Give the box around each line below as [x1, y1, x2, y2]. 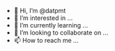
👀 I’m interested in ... [13, 14, 73, 22]
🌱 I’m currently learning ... [13, 21, 89, 29]
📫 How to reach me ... [13, 37, 79, 44]
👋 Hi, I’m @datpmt [13, 7, 66, 14]
